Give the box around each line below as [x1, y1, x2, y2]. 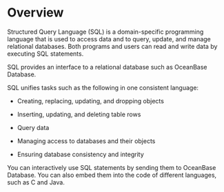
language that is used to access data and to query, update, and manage [7, 34, 212, 43]
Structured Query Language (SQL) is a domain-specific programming [7, 28, 204, 36]
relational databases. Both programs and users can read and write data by [7, 42, 218, 50]
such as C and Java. [7, 178, 65, 186]
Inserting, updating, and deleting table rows [17, 110, 141, 118]
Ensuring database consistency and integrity [17, 150, 145, 158]
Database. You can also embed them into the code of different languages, [7, 171, 217, 179]
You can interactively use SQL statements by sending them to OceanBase [7, 163, 216, 171]
